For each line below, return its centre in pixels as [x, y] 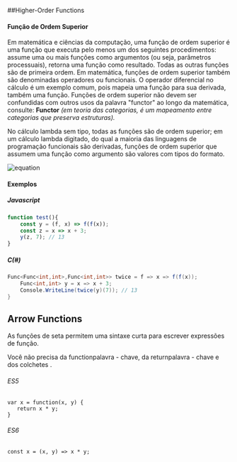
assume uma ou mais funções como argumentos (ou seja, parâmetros [109, 57]
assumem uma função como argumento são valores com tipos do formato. [116, 154]
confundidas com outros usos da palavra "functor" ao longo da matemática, [118, 103]
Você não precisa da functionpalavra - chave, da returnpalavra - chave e [113, 357]
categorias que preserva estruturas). [61, 118]
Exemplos [22, 184]
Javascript [24, 200]
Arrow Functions [45, 319]
